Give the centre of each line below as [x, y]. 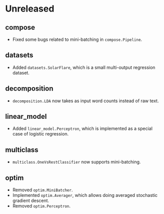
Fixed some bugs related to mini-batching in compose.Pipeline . [77, 39]
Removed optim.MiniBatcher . [43, 190]
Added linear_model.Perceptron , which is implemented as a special [83, 128]
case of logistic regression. [40, 134]
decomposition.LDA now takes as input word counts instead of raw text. [86, 101]
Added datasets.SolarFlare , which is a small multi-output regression [84, 67]
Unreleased [30, 9]
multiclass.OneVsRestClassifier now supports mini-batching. [77, 162]
